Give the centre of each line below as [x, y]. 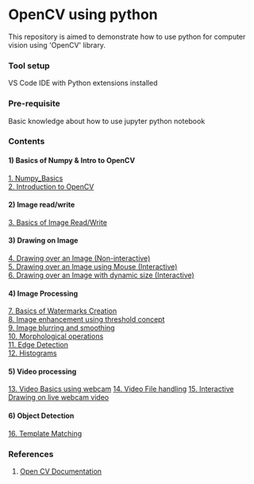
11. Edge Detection [38, 345]
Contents [27, 141]
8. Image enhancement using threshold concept [87, 319]
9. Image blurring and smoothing [62, 328]
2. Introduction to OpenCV [51, 186]
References [31, 454]
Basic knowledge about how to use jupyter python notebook [107, 121]
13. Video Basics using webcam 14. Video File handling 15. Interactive [121, 389]
